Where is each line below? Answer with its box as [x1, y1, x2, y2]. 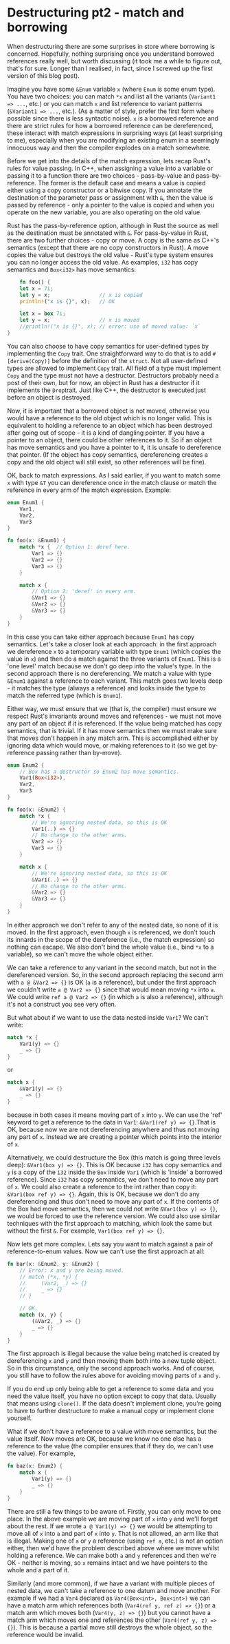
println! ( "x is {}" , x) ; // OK [19, 298, 115, 305]
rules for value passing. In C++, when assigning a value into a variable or [7, 164, 214, 172]
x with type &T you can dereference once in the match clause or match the [7, 478, 217, 486]
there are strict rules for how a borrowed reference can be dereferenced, [7, 121, 214, 130]
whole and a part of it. [7, 1565, 70, 1574]
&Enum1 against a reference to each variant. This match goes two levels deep [7, 677, 223, 685]
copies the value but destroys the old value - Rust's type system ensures [7, 250, 214, 259]
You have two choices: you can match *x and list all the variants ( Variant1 [7, 92, 216, 101]
